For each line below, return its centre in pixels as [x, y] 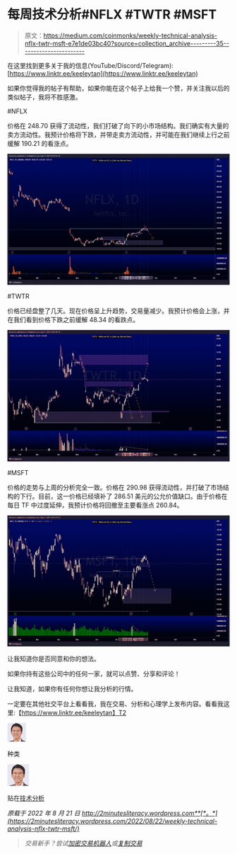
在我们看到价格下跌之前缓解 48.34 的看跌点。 [73, 320]
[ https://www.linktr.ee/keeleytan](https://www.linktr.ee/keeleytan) [103, 73]
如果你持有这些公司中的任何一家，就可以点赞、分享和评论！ [94, 673]
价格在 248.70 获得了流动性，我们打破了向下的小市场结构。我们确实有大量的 [118, 125]
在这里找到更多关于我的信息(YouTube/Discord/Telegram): [91, 65]
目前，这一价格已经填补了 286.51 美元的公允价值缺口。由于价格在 [133, 496]
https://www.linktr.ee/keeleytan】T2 [74, 712]
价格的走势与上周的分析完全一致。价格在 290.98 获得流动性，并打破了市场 [115, 487]
